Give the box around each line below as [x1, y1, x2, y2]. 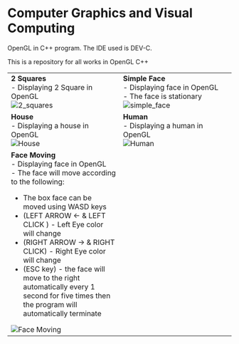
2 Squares [11, 73, 47, 83]
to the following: [11, 177, 65, 187]
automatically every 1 [23, 281, 95, 291]
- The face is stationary [123, 91, 203, 101]
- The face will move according [11, 167, 116, 177]
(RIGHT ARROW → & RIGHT [23, 237, 115, 247]
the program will [23, 299, 78, 309]
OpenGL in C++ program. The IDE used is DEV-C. [7, 43, 153, 52]
